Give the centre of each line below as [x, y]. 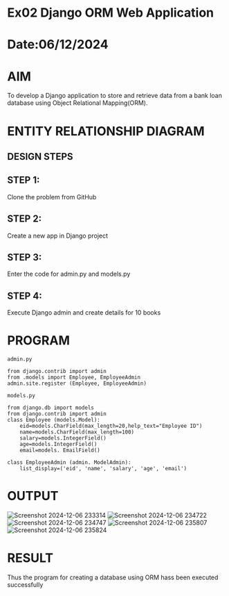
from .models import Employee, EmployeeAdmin [74, 378]
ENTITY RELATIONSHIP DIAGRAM [106, 131]
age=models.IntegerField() [58, 445]
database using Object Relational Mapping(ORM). [77, 103]
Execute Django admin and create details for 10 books [84, 313]
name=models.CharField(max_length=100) [77, 432]
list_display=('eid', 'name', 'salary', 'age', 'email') [103, 469]
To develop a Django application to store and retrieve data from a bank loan [115, 96]
